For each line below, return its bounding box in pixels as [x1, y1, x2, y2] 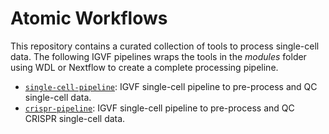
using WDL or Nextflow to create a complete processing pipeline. [10, 61, 279, 73]
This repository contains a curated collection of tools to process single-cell [10, 40, 320, 52]
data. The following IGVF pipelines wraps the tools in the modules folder [10, 50, 307, 62]
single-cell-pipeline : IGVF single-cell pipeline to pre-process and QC [24, 80, 318, 92]
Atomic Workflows [10, 7, 168, 30]
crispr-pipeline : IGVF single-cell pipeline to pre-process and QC [24, 102, 295, 114]
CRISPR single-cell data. [24, 112, 126, 124]
